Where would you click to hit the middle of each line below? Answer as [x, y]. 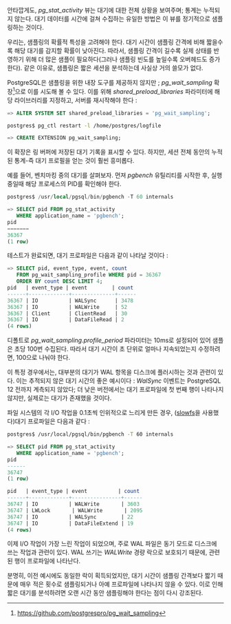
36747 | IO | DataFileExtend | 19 [70, 523]
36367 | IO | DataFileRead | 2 [66, 320]
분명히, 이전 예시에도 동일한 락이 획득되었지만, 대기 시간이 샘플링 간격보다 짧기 [112, 576]
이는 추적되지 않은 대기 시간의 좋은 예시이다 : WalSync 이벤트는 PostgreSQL [119, 381]
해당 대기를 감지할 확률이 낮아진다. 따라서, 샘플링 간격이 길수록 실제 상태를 [113, 51]
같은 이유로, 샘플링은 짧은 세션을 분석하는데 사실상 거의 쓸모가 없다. [113, 68]
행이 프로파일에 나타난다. [47, 561]
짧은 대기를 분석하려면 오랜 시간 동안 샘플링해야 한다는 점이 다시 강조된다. [105, 593]
